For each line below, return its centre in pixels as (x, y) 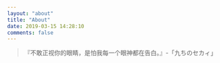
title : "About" (29, 20)
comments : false (30, 33)
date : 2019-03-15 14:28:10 (46, 26)
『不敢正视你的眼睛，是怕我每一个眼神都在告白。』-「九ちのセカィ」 (120, 53)
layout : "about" (30, 13)
